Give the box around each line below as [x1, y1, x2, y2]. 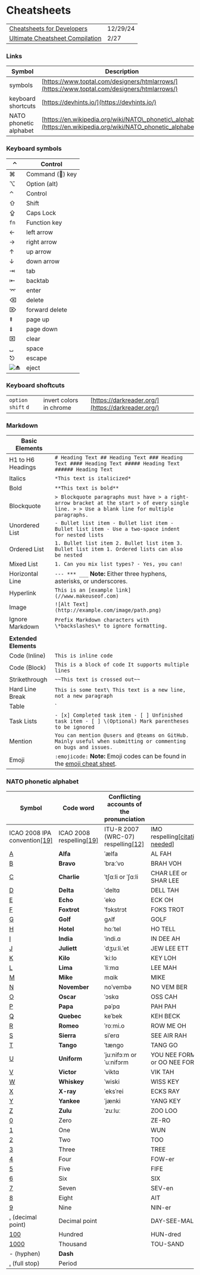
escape [26, 354, 47, 362]
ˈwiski [104, 1078, 120, 1086]
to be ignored [54, 724, 95, 730]
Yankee [58, 1097, 80, 1105]
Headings [9, 463, 36, 471]
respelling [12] [104, 840, 145, 848]
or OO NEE [151, 1058, 181, 1066]
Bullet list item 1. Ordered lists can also [54, 546, 183, 553]
